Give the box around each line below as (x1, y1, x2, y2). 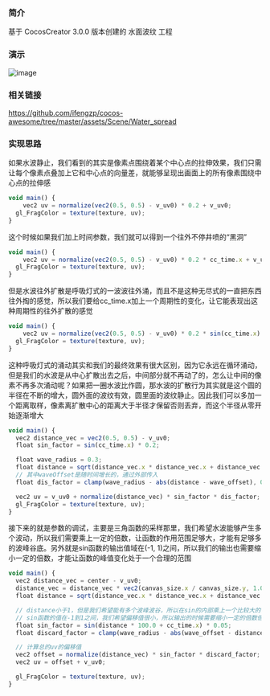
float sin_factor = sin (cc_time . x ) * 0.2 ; (15, 441, 160, 449)
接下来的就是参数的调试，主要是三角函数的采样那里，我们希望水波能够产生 (8, 523, 255, 533)
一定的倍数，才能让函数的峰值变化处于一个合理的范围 (14, 553, 191, 563)
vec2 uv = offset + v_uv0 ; (15, 658, 106, 666)
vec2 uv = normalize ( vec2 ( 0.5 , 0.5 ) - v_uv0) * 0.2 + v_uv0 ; (22, 202, 232, 210)
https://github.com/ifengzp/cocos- (8, 108, 124, 117)
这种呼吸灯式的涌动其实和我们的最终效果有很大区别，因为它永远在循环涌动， (8, 360, 262, 370)
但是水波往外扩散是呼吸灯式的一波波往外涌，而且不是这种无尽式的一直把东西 (8, 286, 262, 296)
